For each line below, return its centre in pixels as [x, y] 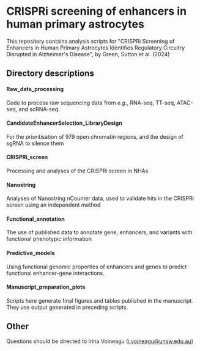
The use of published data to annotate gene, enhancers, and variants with [99, 232]
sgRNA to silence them [35, 143]
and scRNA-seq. [39, 109]
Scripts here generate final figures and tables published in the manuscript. [100, 300]
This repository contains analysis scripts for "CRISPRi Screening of [91, 41]
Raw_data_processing [35, 89]
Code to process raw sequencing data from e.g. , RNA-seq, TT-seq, [91, 103]
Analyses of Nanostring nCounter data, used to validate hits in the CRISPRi [100, 198]
